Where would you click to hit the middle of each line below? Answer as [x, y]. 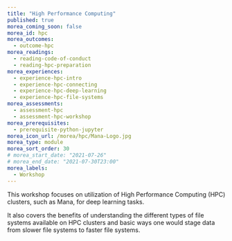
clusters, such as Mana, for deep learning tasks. [76, 202]
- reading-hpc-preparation [52, 65]
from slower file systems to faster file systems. [74, 230]
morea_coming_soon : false [44, 26]
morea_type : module [35, 143]
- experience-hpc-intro [47, 78]
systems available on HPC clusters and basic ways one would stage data [111, 222]
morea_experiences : [35, 71]
